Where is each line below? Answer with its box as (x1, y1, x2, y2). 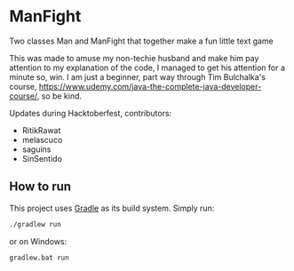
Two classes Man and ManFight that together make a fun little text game (9, 36, 274, 46)
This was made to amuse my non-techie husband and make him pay (9, 52, 259, 63)
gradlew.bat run (9, 253, 69, 262)
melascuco (21, 134, 63, 145)
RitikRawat (21, 124, 61, 135)
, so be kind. (36, 91, 83, 101)
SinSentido (21, 153, 62, 163)
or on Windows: (9, 235, 68, 246)
